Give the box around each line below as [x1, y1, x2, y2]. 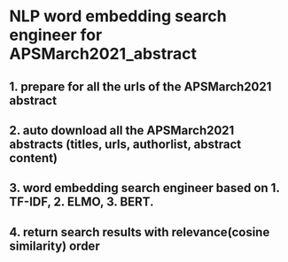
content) [9, 150, 58, 166]
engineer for [9, 25, 103, 45]
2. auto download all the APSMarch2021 [9, 122, 235, 138]
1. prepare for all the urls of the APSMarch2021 [9, 79, 272, 94]
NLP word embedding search [9, 6, 228, 27]
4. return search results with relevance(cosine [9, 224, 270, 240]
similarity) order [9, 238, 100, 253]
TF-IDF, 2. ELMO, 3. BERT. [9, 195, 154, 210]
